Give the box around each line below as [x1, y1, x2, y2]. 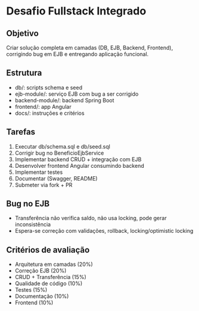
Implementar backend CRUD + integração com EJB [14, 155, 142, 163]
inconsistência [14, 221, 51, 228]
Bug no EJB [6, 199, 50, 209]
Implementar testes [14, 168, 63, 176]
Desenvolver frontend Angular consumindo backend [14, 162, 144, 169]
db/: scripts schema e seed [14, 84, 83, 91]
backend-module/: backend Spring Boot [14, 96, 114, 103]
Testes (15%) [14, 286, 48, 294]
